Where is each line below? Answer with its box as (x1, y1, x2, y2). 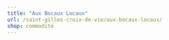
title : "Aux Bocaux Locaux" (7, 9, 89, 17)
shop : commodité (7, 22, 54, 29)
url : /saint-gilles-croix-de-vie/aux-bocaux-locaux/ (7, 16, 163, 23)
